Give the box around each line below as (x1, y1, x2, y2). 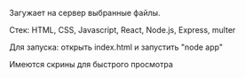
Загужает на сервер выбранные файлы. (9, 8, 162, 18)
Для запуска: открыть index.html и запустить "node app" (9, 42, 224, 52)
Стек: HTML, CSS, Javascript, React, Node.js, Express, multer (9, 25, 236, 35)
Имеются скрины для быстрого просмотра (9, 59, 173, 69)
